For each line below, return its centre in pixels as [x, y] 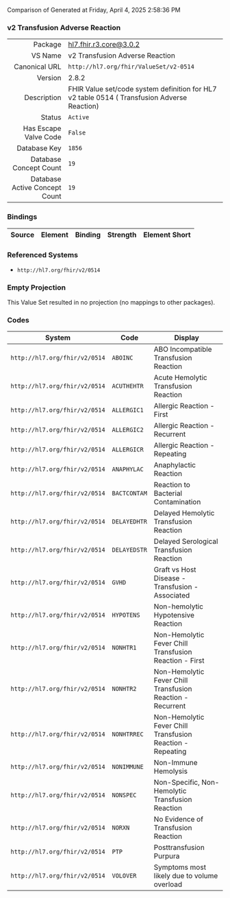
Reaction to [172, 485]
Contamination [177, 502]
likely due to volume [186, 876]
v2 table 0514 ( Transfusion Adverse [128, 97]
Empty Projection [37, 287]
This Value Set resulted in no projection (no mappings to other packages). [111, 303]
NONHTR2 [124, 689]
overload [168, 884]
